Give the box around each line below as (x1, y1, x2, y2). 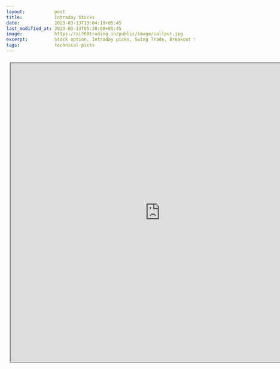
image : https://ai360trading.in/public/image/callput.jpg (6, 31, 184, 37)
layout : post (6, 8, 66, 15)
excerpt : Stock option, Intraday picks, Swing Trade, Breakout (6, 36, 191, 42)
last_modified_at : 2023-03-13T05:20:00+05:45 (6, 25, 121, 32)
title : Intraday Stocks (6, 14, 95, 20)
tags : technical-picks (6, 42, 95, 48)
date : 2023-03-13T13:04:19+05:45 (6, 20, 121, 26)
